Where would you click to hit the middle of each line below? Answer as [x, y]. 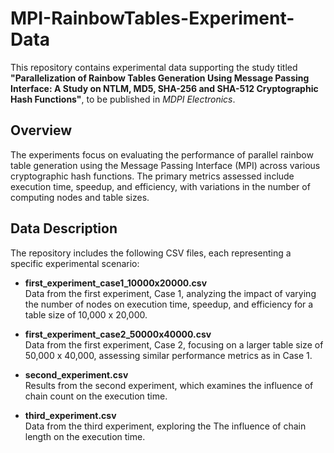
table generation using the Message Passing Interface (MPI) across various [165, 165]
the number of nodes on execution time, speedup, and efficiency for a [169, 304]
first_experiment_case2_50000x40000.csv [118, 334]
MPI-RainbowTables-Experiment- [152, 18]
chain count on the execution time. [96, 396]
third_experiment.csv [70, 415]
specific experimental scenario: [75, 263]
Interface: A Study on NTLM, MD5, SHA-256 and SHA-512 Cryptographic [164, 88]
